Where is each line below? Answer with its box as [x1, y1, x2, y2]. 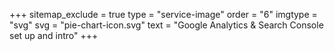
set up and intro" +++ [9, 30, 99, 41]
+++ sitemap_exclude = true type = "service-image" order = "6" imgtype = [9, 9, 318, 20]
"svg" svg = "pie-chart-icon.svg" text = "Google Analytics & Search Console [9, 19, 324, 31]
